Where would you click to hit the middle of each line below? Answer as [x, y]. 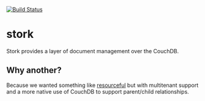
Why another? [34, 70]
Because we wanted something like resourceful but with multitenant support [102, 85]
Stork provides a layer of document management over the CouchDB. [93, 51]
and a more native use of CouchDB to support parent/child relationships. [98, 91]
